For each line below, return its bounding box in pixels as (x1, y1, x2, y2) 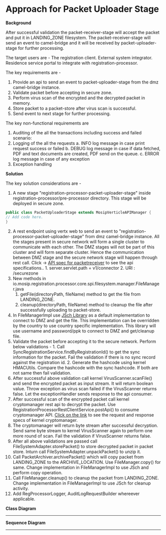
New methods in (12, 275, 46, 281)
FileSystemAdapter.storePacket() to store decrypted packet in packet (12, 443, 154, 449)
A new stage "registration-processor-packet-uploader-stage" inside (12, 190, 151, 196)
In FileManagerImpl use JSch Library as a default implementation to (12, 312, 150, 318)
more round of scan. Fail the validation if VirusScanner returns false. (12, 433, 152, 439)
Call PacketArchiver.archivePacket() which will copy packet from (12, 453, 144, 460)
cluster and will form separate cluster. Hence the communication (12, 249, 144, 255)
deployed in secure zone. (12, 200, 65, 206)
